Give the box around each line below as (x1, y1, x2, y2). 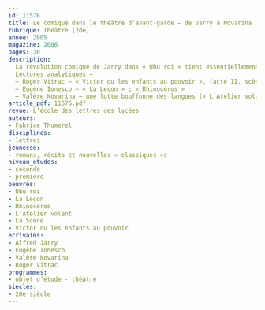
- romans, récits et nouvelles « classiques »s (8, 151, 168, 159)
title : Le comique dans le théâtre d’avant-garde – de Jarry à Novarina (8, 19, 252, 27)
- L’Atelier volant (8, 210, 73, 218)
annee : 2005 (8, 33, 47, 42)
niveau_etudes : (8, 159, 58, 166)
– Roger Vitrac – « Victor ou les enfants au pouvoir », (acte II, (15, 77, 242, 85)
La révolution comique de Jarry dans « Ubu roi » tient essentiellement (15, 63, 259, 71)
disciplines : (8, 129, 51, 136)
